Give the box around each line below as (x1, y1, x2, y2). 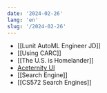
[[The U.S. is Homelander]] (17, 56, 95, 65)
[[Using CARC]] (17, 49, 62, 57)
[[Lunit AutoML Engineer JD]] (17, 42, 101, 50)
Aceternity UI (17, 63, 55, 72)
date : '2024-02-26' (7, 10, 64, 17)
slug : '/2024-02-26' (7, 23, 67, 30)
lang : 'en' (7, 17, 39, 23)
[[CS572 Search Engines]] (17, 79, 92, 87)
